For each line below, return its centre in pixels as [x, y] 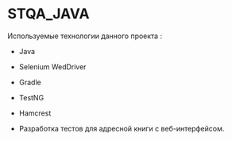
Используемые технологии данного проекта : [85, 36]
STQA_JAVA [48, 14]
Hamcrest [35, 113]
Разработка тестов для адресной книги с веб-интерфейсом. [122, 128]
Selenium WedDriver [52, 67]
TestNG [31, 97]
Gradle [30, 82]
